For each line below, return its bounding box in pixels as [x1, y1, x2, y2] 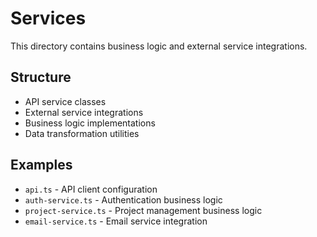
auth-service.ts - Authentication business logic [24, 193, 223, 206]
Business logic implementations [24, 117, 156, 129]
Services [10, 7, 87, 30]
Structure [10, 69, 72, 86]
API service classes [24, 95, 107, 107]
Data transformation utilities [24, 127, 140, 139]
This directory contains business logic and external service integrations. [10, 40, 308, 52]
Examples [10, 157, 73, 174]
